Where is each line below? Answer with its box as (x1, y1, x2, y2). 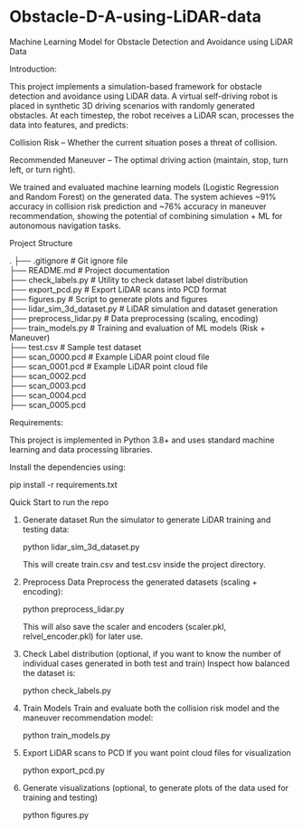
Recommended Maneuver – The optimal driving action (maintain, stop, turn (9, 154, 289, 165)
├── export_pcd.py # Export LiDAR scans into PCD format (9, 283, 227, 295)
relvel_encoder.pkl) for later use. (22, 631, 143, 642)
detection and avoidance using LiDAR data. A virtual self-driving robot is (9, 91, 279, 101)
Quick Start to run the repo (9, 496, 109, 508)
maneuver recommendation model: (22, 712, 154, 723)
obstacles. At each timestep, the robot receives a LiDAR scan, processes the (9, 110, 295, 120)
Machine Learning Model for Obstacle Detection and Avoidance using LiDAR (9, 36, 294, 47)
